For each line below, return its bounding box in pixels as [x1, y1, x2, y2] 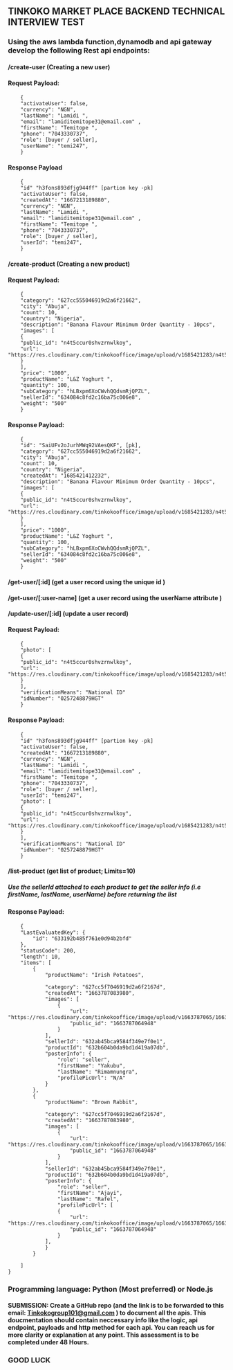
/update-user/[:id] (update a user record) [8, 609, 129, 618]
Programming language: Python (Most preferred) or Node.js [8, 1284, 214, 1294]
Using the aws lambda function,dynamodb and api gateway [8, 37, 212, 47]
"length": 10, [20, 953, 61, 960]
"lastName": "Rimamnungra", [57, 1068, 138, 1075]
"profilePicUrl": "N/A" [57, 1074, 127, 1081]
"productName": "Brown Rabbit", [44, 1099, 138, 1106]
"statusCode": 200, [20, 947, 77, 954]
